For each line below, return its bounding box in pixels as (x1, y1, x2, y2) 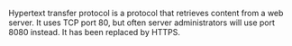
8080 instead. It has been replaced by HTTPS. (8, 27, 181, 37)
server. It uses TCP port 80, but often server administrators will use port (8, 17, 276, 28)
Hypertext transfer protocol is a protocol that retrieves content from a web (8, 8, 284, 18)
